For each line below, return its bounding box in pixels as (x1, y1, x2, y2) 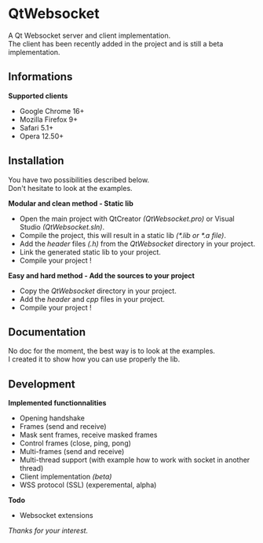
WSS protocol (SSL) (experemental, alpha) (19, 480, 157, 490)
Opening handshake (19, 413, 85, 423)
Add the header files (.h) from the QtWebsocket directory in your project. (19, 239, 256, 248)
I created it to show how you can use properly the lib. (8, 354, 181, 364)
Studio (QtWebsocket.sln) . (19, 222, 104, 232)
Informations (8, 70, 73, 83)
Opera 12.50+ (19, 131, 64, 141)
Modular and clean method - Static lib (8, 198, 133, 208)
